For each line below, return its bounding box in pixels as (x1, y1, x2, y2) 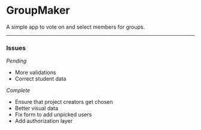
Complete (6, 87, 31, 94)
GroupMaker (6, 4, 71, 17)
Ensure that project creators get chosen (14, 98, 113, 106)
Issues (6, 44, 26, 52)
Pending (6, 57, 27, 64)
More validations (14, 69, 56, 76)
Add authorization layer (14, 117, 73, 125)
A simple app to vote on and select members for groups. (6, 23, 145, 30)
